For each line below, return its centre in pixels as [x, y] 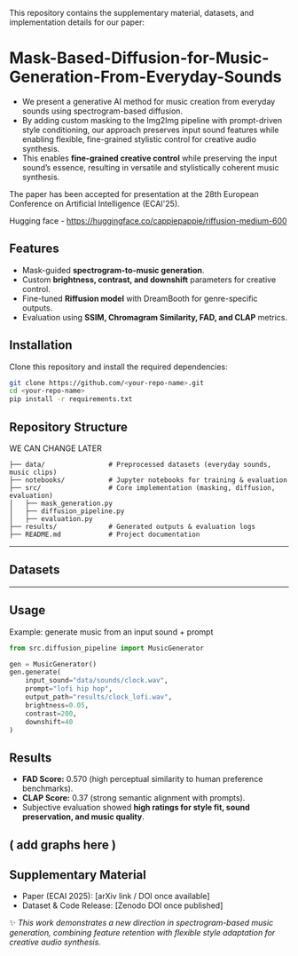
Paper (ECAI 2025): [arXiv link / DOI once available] [116, 897]
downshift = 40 [49, 722]
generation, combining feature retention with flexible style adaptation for [142, 933]
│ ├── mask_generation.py [61, 503]
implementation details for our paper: [77, 22]
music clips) [33, 472]
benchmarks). [47, 788]
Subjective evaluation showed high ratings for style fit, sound [136, 808]
